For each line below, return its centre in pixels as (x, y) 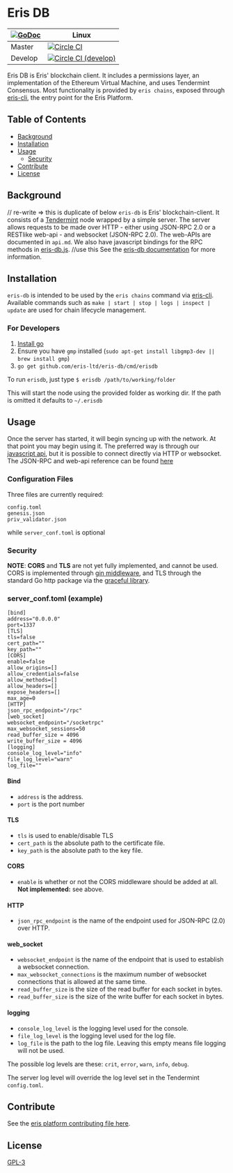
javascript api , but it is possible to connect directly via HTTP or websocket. (114, 454)
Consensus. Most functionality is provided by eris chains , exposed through (116, 90)
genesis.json (26, 513)
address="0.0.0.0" (34, 619)
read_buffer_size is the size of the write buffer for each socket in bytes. (120, 996)
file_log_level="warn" (40, 760)
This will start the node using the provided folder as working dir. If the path (114, 393)
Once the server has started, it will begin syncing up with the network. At (112, 439)
